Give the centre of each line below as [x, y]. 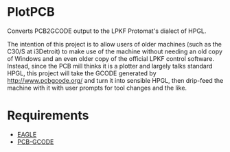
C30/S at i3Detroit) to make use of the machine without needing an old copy [115, 51]
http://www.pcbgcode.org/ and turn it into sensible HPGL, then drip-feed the [115, 80]
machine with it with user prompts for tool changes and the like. [97, 88]
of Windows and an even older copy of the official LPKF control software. [111, 58]
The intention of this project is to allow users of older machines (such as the [114, 44]
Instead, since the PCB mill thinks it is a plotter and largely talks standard [110, 66]
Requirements [48, 115]
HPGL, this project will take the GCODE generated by [82, 73]
